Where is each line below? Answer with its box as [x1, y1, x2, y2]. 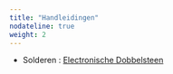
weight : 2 [9, 30, 47, 39]
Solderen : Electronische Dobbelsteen [22, 55, 164, 66]
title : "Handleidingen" [9, 13, 100, 23]
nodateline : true [9, 22, 75, 31]
